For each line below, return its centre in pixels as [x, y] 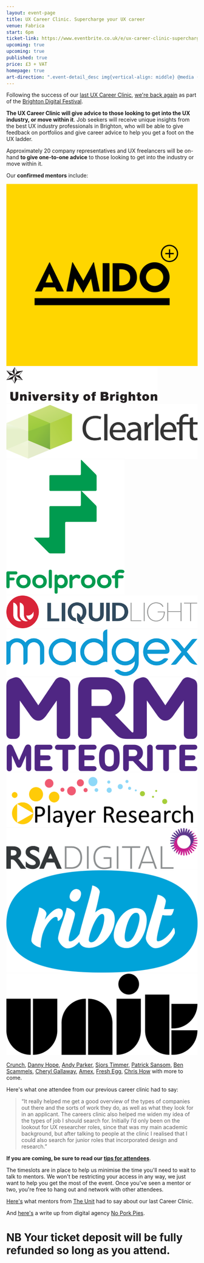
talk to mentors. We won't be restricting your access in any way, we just [96, 1176]
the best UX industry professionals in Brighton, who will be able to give [95, 126]
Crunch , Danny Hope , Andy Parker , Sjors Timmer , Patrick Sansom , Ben [95, 1065]
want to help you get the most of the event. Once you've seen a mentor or [99, 1183]
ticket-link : [23, 39]
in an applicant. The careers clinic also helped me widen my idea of [105, 1114]
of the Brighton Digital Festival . [45, 102]
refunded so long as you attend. [88, 1251]
